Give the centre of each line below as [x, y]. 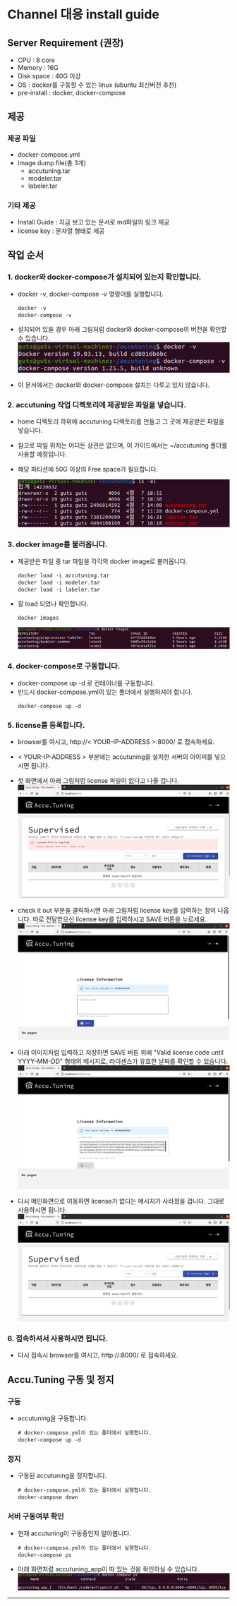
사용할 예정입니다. [42, 454]
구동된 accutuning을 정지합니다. [62, 1475]
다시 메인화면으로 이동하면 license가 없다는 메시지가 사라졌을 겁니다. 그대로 [121, 1201]
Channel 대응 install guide [84, 14]
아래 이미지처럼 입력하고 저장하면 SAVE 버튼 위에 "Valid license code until [121, 1052]
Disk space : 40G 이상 [49, 76]
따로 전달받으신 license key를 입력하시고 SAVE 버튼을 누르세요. [120, 919]
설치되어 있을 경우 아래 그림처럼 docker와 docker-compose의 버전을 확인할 [122, 329]
